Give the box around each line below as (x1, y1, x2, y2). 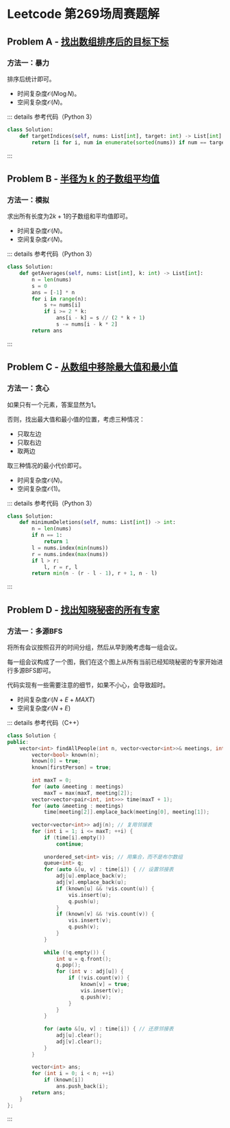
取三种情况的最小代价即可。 (7, 461, 86, 470)
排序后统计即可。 (7, 75, 55, 83)
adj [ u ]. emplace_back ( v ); (55, 872, 127, 880)
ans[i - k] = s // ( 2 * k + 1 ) (55, 315, 146, 322)
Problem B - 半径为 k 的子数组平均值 (7, 173, 159, 184)
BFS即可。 (25, 666, 55, 674)
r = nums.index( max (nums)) (31, 551, 109, 557)
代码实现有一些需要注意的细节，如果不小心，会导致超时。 (7, 680, 169, 689)
